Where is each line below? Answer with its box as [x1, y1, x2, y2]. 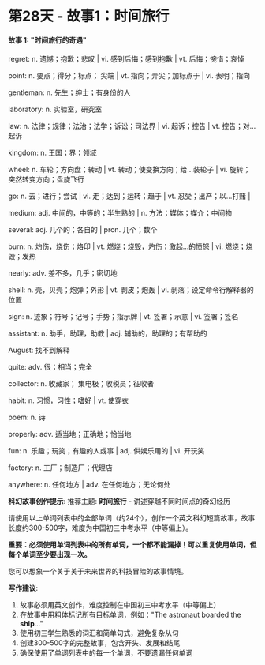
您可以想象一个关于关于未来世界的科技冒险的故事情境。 [8, 566, 188, 577]
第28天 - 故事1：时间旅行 [8, 7, 170, 25]
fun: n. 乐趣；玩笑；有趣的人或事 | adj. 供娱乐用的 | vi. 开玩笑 [8, 446, 205, 456]
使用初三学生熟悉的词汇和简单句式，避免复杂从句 [19, 629, 179, 638]
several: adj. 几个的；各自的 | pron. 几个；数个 [8, 225, 158, 235]
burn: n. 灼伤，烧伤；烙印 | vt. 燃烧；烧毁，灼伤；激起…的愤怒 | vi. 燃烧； [8, 242, 246, 251]
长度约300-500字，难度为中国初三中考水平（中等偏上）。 [8, 523, 193, 533]
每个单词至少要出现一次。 [8, 550, 91, 559]
